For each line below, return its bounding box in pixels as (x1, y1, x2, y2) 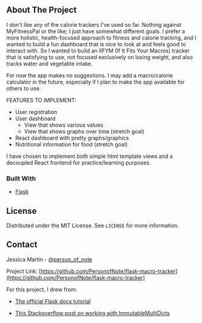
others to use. (6, 85, 41, 92)
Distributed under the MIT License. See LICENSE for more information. (6, 222, 179, 229)
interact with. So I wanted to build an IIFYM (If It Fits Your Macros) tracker (6, 47, 190, 54)
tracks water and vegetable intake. (6, 60, 93, 67)
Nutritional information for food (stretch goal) (15, 140, 128, 148)
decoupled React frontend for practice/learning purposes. (6, 158, 151, 166)
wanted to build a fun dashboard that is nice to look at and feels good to (6, 40, 186, 48)
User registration (15, 108, 58, 115)
